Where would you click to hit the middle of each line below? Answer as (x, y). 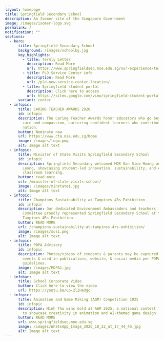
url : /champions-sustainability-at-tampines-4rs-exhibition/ (82, 227)
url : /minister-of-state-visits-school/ (60, 182)
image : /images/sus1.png (43, 231)
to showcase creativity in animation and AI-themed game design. (91, 313)
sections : (15, 37)
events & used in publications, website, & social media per (86, 259)
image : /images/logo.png (43, 141)
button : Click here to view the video (57, 286)
